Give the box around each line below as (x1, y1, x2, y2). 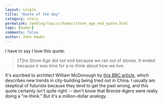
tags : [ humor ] (5, 26, 34, 30)
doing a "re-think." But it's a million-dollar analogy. (5, 93, 107, 99)
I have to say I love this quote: (5, 48, 65, 54)
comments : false (5, 30, 38, 35)
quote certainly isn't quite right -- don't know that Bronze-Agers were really (5, 88, 158, 94)
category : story (5, 16, 38, 21)
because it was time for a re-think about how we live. (17, 62, 125, 69)
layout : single (5, 7, 36, 12)
